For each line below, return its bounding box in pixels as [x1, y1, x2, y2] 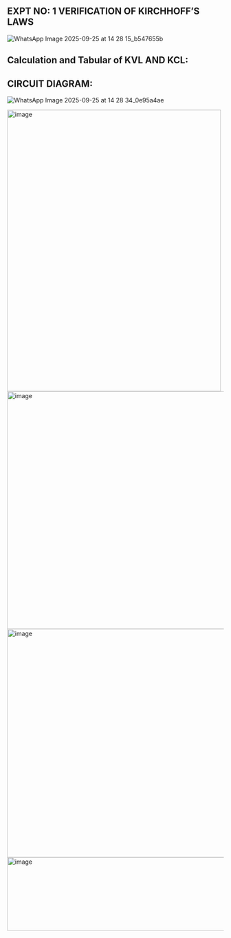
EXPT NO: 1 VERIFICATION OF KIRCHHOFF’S [7, 6, 200, 17]
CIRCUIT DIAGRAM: [7, 78, 93, 89]
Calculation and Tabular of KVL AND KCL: [7, 54, 189, 66]
